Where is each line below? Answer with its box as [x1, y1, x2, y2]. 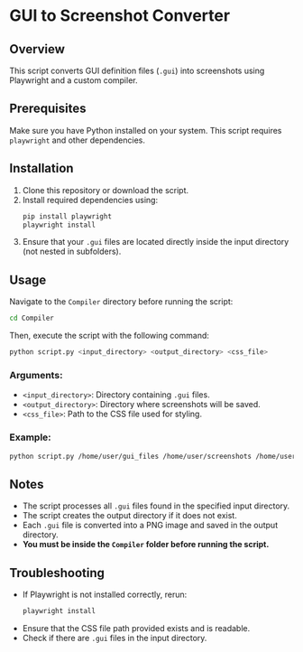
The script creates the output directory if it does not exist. [22, 510, 237, 521]
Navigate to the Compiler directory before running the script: [9, 296, 234, 307]
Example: [9, 431, 51, 443]
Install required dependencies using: [22, 194, 159, 205]
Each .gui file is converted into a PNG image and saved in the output [22, 520, 278, 531]
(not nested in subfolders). [22, 246, 122, 257]
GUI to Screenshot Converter [9, 5, 231, 26]
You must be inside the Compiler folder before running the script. [22, 539, 270, 550]
